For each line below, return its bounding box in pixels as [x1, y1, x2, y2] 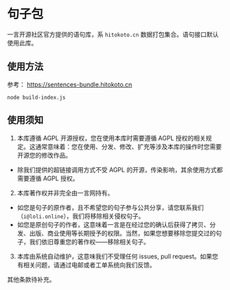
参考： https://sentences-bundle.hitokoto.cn [7, 80, 133, 88]
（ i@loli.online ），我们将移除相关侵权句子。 [16, 212, 145, 220]
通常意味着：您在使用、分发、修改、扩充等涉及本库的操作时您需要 [35, 142, 222, 151]
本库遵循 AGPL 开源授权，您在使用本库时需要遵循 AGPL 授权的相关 [16, 134, 206, 142]
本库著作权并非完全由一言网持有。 [16, 189, 114, 197]
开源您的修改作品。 [16, 151, 72, 159]
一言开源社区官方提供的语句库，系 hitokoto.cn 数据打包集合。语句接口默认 [7, 30, 219, 38]
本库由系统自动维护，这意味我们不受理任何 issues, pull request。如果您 [16, 252, 218, 261]
